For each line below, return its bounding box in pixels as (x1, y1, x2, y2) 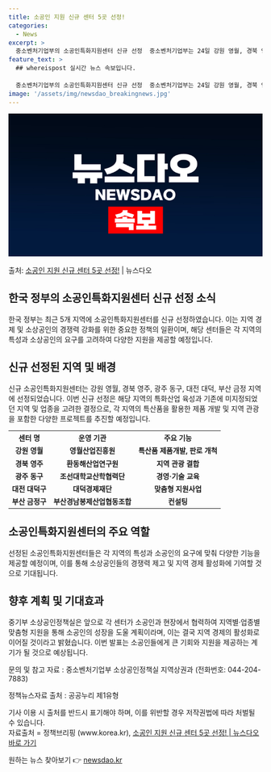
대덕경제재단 (72, 485, 113, 494)
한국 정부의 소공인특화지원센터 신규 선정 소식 (8, 292, 216, 305)
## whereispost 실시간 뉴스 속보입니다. (15, 65, 136, 73)
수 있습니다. (8, 717, 46, 727)
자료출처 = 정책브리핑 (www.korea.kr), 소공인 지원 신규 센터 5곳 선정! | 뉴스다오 (8, 728, 260, 737)
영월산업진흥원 (69, 446, 115, 455)
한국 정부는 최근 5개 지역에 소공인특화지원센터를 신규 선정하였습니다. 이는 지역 (8, 314, 254, 324)
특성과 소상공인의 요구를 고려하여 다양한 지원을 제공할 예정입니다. (8, 334, 214, 344)
